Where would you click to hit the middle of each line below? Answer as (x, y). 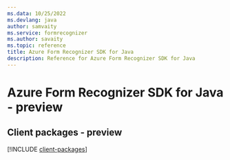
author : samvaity (32, 26)
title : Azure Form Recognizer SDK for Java (71, 52)
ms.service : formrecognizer (48, 33)
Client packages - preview (65, 133)
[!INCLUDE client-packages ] (47, 149)
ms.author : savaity (35, 39)
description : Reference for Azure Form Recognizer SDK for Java (101, 59)
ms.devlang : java (32, 20)
